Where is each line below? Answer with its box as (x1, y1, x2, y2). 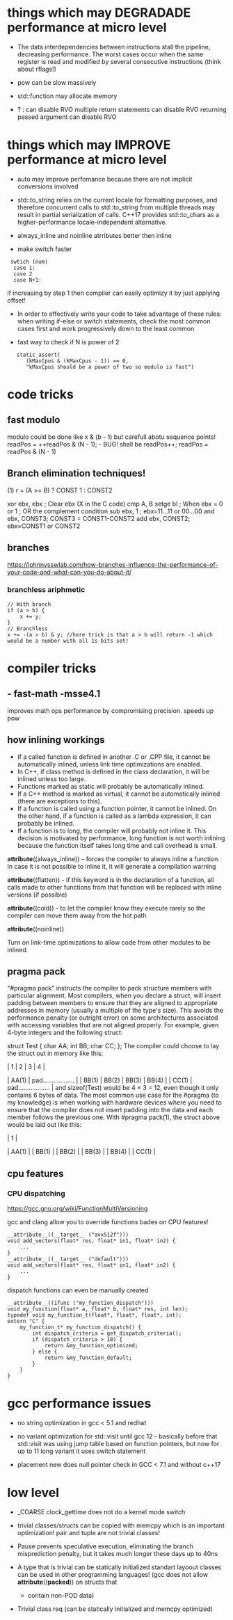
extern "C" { (7, 1318, 45, 1325)
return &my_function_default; (44, 1354, 132, 1361)
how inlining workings (7, 734, 106, 746)
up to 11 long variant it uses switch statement (17, 1447, 146, 1455)
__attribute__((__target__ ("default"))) (7, 1256, 129, 1263)
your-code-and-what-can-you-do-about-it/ (7, 568, 132, 576)
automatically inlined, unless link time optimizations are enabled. (17, 760, 202, 768)
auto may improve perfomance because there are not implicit (17, 175, 193, 183)
